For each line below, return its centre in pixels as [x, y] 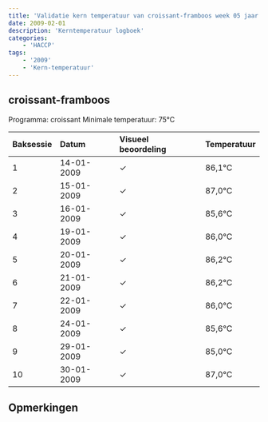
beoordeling [143, 149]
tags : [17, 53]
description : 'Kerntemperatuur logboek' [77, 30]
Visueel [134, 139]
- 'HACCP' [39, 46]
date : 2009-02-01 [37, 23]
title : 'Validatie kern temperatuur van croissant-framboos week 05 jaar [134, 16]
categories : [28, 38]
